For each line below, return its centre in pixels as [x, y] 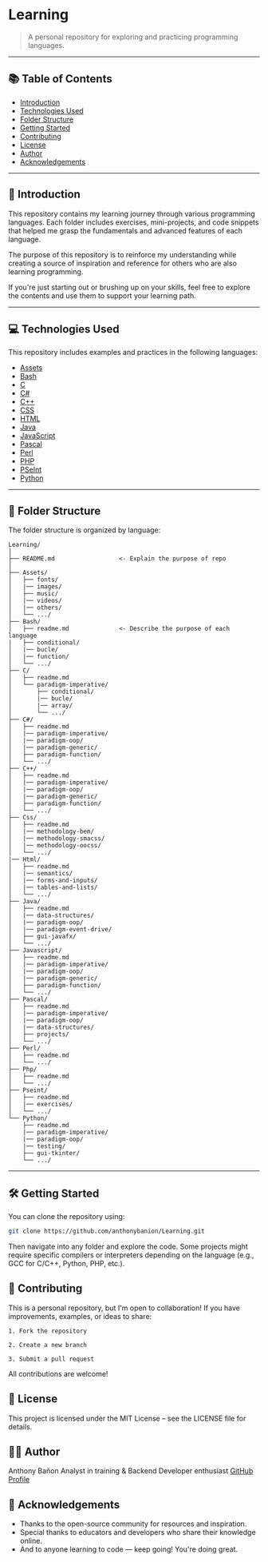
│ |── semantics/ [41, 874]
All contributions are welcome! [58, 1373]
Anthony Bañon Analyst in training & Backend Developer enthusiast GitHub [131, 1471]
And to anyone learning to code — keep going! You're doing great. [128, 1549]
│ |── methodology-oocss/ [55, 846]
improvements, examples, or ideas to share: [80, 1316]
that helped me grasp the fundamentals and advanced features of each [126, 230]
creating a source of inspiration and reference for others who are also [123, 263]
